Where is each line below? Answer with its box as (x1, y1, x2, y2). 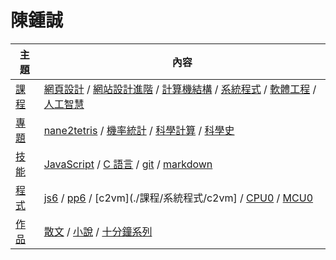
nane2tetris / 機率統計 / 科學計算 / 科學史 (43, 123, 235, 137)
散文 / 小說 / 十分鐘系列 (43, 224, 153, 238)
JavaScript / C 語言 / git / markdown (43, 157, 213, 171)
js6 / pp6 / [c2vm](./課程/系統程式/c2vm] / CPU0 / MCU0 (43, 191, 314, 205)
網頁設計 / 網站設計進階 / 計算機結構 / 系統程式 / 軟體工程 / (43, 82, 317, 96)
